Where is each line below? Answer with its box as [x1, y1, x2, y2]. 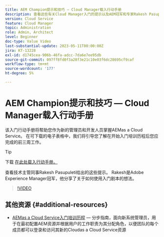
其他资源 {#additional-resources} [5, 201, 108, 209]
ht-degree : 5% [5, 71, 34, 76]
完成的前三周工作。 [5, 139, 44, 145]
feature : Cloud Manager [5, 21, 54, 26]
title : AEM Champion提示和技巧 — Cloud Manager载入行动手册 [5, 7, 122, 12]
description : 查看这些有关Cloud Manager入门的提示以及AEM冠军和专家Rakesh [5, 12, 147, 17]
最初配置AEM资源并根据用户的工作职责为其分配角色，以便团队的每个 [20, 220, 159, 226]
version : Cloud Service [5, 16, 54, 21]
